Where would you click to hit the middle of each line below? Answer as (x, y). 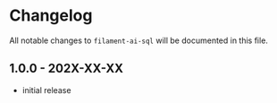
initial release (46, 90)
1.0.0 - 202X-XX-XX (66, 69)
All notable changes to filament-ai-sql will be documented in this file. (138, 40)
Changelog (51, 16)
